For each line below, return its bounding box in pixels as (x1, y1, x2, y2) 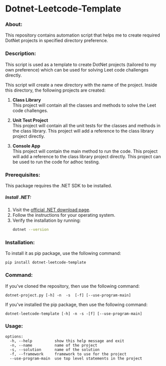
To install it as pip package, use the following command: (5, 250, 121, 256)
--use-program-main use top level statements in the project (10, 356, 142, 361)
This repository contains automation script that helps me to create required (5, 32, 160, 38)
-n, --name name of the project (10, 342, 98, 348)
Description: (5, 50, 36, 57)
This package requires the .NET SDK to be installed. (5, 183, 112, 189)
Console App (12, 143, 41, 149)
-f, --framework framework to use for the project (10, 351, 127, 356)
